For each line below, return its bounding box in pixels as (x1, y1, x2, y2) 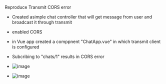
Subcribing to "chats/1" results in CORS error (11, 53, 104, 59)
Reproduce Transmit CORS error (4, 4, 71, 10)
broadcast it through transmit (11, 19, 72, 25)
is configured (11, 44, 39, 49)
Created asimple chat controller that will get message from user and (11, 14, 152, 19)
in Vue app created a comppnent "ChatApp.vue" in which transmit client (11, 38, 161, 44)
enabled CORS (11, 29, 42, 34)
